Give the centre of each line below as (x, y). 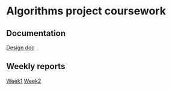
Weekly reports (36, 66)
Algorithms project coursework (86, 11)
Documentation (36, 33)
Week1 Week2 (24, 81)
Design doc (20, 47)
